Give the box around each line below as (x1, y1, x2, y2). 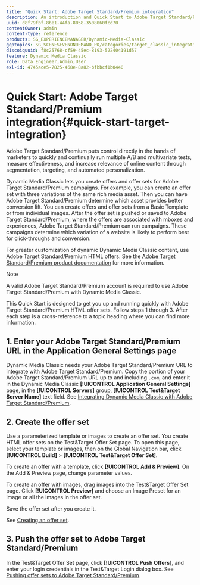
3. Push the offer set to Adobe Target (6, 534, 146, 544)
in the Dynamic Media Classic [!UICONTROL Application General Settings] (6, 381, 191, 388)
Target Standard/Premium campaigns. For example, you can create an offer (6, 184, 192, 191)
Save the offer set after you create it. (6, 505, 96, 512)
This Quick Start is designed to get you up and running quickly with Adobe (6, 300, 189, 307)
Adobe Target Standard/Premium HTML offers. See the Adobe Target (6, 253, 176, 260)
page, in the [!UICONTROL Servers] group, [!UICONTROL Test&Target (6, 387, 180, 394)
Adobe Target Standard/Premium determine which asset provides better (6, 197, 183, 204)
